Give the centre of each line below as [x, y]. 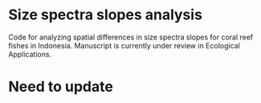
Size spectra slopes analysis [106, 15]
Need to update [61, 87]
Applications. [30, 54]
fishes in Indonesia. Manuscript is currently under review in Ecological [124, 45]
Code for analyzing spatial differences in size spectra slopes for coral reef [131, 37]
